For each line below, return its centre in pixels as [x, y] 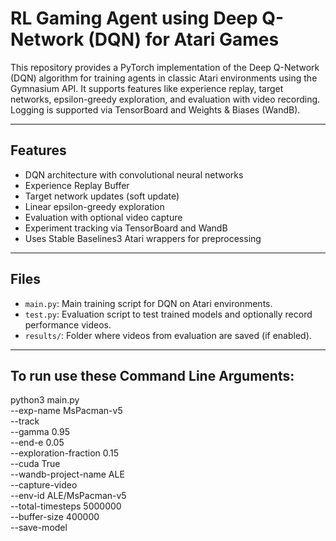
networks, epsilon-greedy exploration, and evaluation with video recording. [165, 99]
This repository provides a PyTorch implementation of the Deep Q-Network [165, 67]
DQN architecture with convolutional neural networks [134, 174]
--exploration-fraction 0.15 [65, 453]
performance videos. [68, 324]
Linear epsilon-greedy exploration [94, 206]
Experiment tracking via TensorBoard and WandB [126, 228]
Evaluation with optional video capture [103, 217]
